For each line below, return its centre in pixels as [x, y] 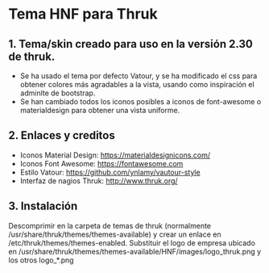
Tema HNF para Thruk [83, 14]
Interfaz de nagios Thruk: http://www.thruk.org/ [99, 181]
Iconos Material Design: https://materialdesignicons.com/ [115, 155]
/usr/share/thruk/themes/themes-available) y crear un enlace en [115, 234]
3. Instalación [43, 206]
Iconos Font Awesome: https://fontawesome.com [101, 163]
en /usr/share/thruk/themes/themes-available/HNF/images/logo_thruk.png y [135, 251]
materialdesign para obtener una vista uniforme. [100, 110]
